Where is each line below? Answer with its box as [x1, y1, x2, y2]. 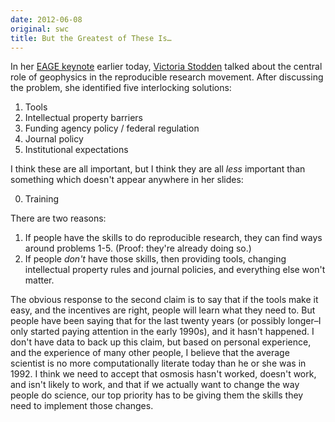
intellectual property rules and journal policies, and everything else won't [24, 264, 326, 276]
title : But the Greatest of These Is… [10, 33, 172, 43]
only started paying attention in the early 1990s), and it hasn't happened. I [10, 326, 315, 338]
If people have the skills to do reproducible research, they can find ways [24, 232, 323, 244]
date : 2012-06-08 [10, 14, 83, 25]
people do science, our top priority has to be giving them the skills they [10, 389, 304, 401]
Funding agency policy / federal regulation [24, 122, 200, 135]
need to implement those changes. [10, 400, 154, 412]
